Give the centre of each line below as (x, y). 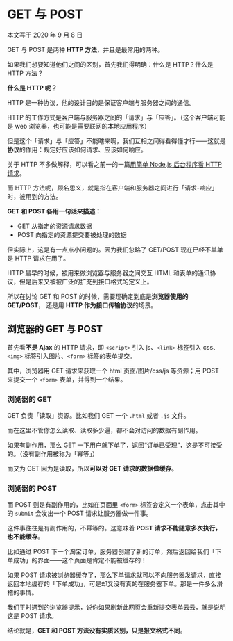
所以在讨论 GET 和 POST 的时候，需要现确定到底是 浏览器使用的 (98, 296)
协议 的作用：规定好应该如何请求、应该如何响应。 (77, 149)
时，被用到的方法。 (35, 196)
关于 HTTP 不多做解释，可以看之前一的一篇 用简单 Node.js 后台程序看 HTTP (115, 164)
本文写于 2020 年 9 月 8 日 (45, 35)
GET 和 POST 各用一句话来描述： (54, 211)
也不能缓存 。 (25, 537)
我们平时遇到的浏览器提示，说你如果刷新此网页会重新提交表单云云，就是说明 (116, 607)
